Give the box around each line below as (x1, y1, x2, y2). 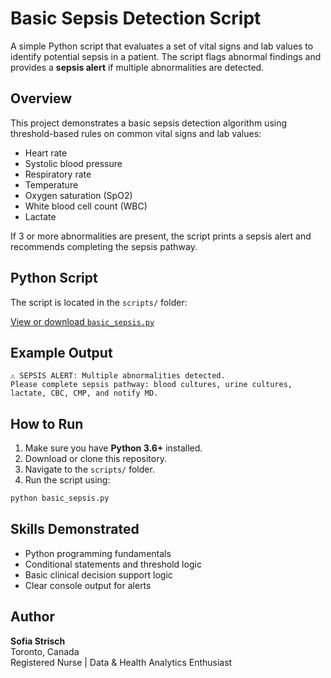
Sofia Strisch (10, 635, 66, 647)
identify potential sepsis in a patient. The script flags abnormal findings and (10, 50, 322, 62)
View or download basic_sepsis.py (10, 315, 155, 327)
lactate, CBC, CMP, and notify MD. (10, 388, 159, 399)
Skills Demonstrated (10, 521, 140, 538)
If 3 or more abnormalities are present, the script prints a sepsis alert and (10, 230, 312, 242)
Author (10, 608, 55, 626)
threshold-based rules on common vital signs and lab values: (10, 127, 262, 139)
